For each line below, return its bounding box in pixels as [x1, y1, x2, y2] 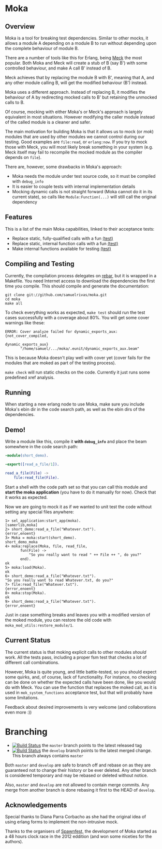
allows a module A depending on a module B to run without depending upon [5, 40, 157, 46]
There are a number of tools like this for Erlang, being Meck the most [5, 55, 142, 61]
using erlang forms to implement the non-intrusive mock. [5, 819, 118, 825]
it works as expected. [5, 494, 48, 500]
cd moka [5, 297, 21, 302]
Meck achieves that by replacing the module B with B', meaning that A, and [5, 75, 154, 80]
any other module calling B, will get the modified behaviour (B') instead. [5, 80, 147, 85]
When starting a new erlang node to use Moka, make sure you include [5, 401, 145, 407]
